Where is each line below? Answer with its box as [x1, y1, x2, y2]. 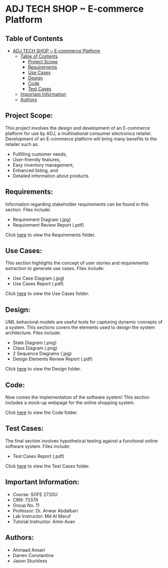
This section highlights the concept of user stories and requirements [5, 260, 149, 266]
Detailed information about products [12, 172, 89, 179]
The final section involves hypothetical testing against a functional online [5, 437, 158, 444]
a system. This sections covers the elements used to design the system [5, 325, 155, 331]
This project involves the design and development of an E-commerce [5, 125, 150, 131]
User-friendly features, [12, 156, 61, 162]
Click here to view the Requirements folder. [5, 232, 96, 238]
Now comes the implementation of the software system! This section [5, 394, 150, 401]
